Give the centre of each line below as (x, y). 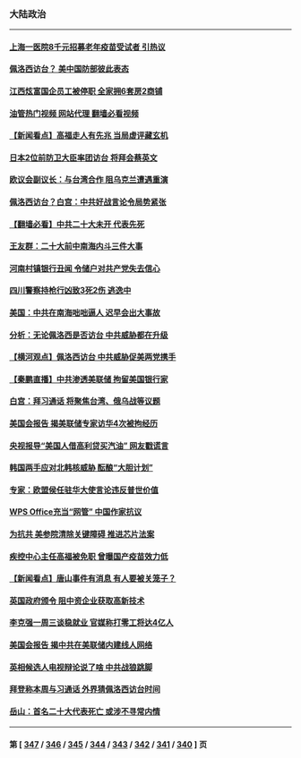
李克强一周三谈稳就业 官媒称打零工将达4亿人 (91, 623)
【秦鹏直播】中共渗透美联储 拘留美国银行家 (89, 379)
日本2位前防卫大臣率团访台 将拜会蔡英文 (84, 158)
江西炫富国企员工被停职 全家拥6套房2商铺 (86, 91)
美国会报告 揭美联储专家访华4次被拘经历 (84, 423)
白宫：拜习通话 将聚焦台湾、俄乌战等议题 (85, 401)
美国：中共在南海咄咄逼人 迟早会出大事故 (85, 313)
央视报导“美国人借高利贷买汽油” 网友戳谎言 (89, 446)
